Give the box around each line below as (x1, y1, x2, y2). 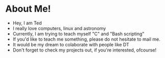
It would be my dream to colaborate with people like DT (12, 41, 129, 47)
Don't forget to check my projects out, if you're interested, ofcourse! (12, 47, 157, 53)
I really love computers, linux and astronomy (12, 25, 106, 31)
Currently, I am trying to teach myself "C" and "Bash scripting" (12, 31, 145, 37)
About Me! (5, 3, 51, 15)
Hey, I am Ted (12, 20, 42, 26)
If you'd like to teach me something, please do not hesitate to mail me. (12, 36, 160, 42)
